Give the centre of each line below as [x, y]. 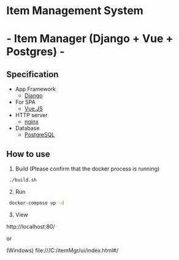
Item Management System [75, 11]
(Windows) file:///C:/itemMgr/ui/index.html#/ [62, 250]
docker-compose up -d [36, 203]
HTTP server [31, 115]
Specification [32, 74]
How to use [28, 154]
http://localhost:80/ [31, 226]
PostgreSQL [40, 135]
